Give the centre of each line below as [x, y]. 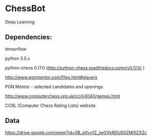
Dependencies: [29, 37]
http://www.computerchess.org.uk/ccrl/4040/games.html [63, 96]
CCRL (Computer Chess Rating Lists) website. [51, 105]
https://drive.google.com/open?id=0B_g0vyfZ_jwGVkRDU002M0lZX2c [76, 132]
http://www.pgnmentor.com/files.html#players [51, 77]
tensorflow [16, 49]
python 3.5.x [17, 58]
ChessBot [25, 9]
